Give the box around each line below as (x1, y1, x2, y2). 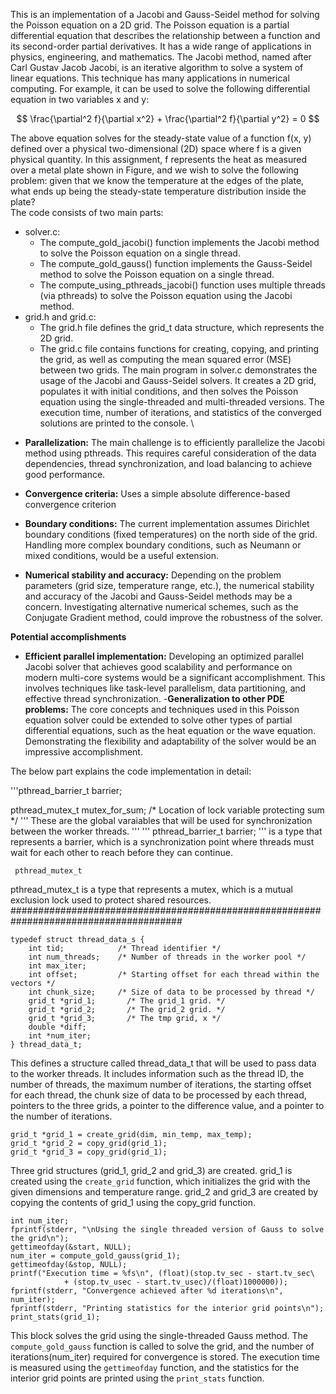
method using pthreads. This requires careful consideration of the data (24, 447, 317, 459)
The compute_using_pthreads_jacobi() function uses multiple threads (39, 279, 327, 291)
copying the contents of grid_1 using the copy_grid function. (10, 1197, 256, 1208)
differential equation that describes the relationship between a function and (10, 30, 321, 41)
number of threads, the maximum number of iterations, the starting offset (10, 1079, 312, 1090)
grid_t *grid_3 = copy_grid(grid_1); (10, 1147, 168, 1157)
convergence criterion (24, 499, 117, 510)
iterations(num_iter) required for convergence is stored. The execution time (10, 1351, 320, 1363)
